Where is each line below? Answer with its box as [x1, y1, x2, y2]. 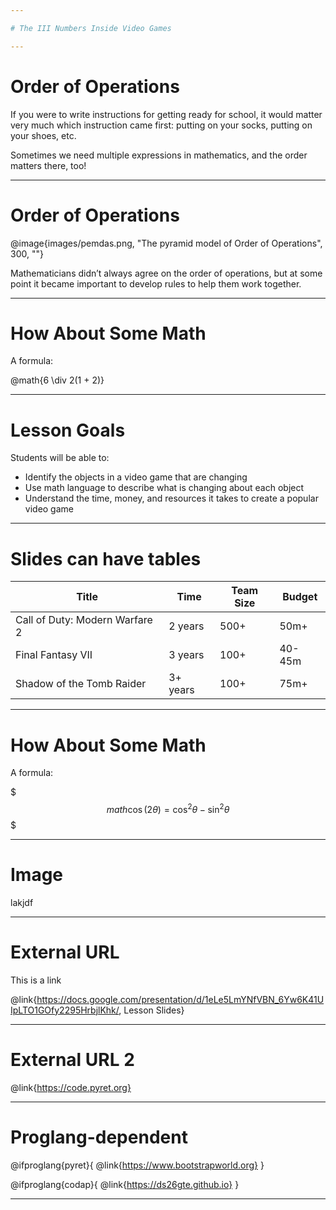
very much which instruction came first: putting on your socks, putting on [10, 119, 313, 131]
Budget [282, 590, 318, 604]
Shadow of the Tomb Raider [15, 677, 147, 691]
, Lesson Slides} [118, 1004, 185, 1016]
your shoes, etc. [10, 129, 77, 141]
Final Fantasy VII [15, 648, 93, 662]
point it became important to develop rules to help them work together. [10, 277, 302, 290]
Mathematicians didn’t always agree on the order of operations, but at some [10, 267, 323, 279]
